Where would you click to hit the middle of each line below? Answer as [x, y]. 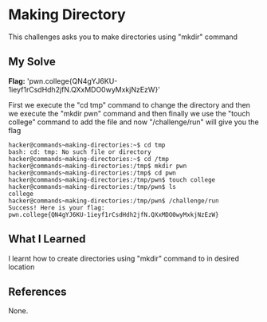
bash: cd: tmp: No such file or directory [80, 152]
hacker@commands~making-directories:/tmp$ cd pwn [92, 173]
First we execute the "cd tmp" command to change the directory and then [130, 104]
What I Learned [47, 240]
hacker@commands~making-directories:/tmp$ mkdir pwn [98, 166]
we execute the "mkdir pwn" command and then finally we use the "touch [129, 113]
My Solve [32, 62]
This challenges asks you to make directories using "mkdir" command [123, 37]
